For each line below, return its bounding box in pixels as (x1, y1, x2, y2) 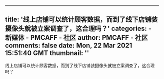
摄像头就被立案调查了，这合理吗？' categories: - (5, 25, 152, 33)
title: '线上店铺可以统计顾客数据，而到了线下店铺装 (5, 16, 158, 24)
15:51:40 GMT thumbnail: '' (5, 49, 89, 57)
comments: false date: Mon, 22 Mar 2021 (5, 42, 133, 50)
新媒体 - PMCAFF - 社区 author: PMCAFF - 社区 (5, 33, 148, 42)
